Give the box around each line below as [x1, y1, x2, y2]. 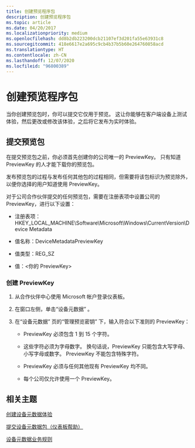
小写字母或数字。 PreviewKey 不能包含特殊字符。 [23, 350, 142, 358]
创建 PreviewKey [6, 279, 54, 287]
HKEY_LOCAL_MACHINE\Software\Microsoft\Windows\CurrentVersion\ [14, 219, 186, 226]
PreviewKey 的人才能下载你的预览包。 [6, 161, 98, 168]
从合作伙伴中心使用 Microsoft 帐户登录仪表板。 [14, 293, 128, 300]
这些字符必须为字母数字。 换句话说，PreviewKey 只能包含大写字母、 [23, 343, 189, 350]
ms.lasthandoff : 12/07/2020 [6, 57, 75, 63]
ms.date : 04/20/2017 [6, 25, 57, 31]
